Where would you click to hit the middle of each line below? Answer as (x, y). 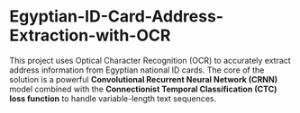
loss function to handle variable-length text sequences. (113, 98)
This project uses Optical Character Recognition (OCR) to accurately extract (150, 60)
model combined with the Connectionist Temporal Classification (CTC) (143, 89)
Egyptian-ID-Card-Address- (116, 17)
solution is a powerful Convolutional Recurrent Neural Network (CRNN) (143, 79)
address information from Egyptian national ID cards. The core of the (137, 70)
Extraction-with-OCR (90, 35)
